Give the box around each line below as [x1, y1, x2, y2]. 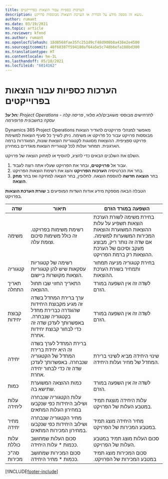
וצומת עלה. [30, 239, 55, 246]
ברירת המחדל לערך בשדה [30, 340, 86, 347]
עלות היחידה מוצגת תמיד [93, 397, 147, 404]
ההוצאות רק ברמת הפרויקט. [93, 251, 153, 258]
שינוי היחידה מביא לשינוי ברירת [93, 352, 159, 359]
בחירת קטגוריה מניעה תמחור [93, 259, 155, 266]
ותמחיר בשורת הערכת [93, 266, 140, 273]
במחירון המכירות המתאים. [30, 427, 87, 434]
